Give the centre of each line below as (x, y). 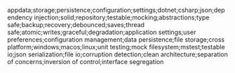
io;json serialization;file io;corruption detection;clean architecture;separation (117, 54)
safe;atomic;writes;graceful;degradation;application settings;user (102, 32)
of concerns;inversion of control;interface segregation (86, 62)
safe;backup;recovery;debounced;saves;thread (76, 25)
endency (20, 17)
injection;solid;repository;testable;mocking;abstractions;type (122, 17)
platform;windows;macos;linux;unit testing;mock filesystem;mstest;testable (116, 47)
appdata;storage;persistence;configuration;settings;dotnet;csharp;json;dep (116, 10)
